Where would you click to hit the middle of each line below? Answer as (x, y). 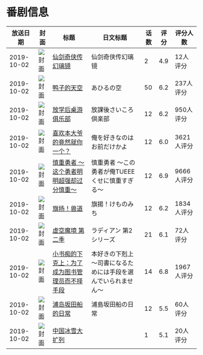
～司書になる (110, 263)
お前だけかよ (110, 147)
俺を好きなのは (113, 138)
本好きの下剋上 (113, 254)
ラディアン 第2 (112, 230)
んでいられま (109, 281)
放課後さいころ (113, 109)
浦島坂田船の (110, 304)
